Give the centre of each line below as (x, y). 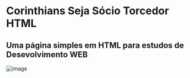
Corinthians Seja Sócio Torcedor (88, 11)
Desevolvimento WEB (47, 54)
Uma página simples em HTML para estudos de (95, 45)
